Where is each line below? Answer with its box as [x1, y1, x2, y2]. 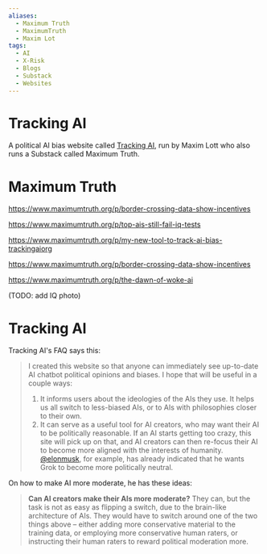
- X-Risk [15, 57, 45, 65]
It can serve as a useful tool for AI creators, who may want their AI [39, 420, 260, 430]
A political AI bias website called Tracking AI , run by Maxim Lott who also [8, 140, 251, 150]
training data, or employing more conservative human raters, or [27, 528, 239, 538]
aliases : [8, 11, 38, 20]
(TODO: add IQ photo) [8, 291, 81, 301]
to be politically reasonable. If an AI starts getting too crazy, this [39, 428, 252, 438]
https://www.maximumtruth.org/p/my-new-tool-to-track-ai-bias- [8, 235, 223, 245]
